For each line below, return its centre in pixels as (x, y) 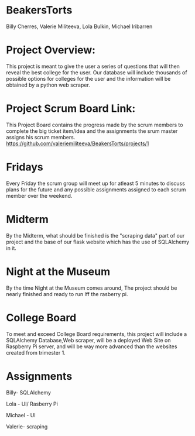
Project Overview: (51, 50)
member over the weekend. (39, 195)
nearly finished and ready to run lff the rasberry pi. (67, 294)
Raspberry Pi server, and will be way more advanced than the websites (92, 346)
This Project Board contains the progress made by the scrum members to (95, 125)
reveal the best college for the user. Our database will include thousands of (97, 72)
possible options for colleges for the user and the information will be (88, 78)
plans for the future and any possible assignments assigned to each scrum (96, 189)
